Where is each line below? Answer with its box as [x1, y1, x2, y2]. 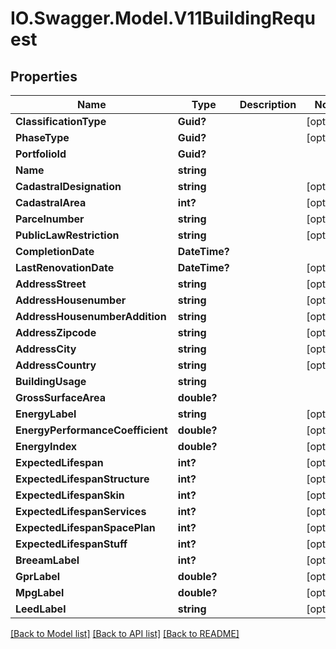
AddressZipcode [15, 326, 97, 339]
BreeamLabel [15, 553, 80, 567]
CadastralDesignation [15, 180, 122, 193]
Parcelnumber [15, 212, 85, 226]
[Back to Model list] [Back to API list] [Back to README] [10, 628, 240, 639]
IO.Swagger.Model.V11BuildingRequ [10, 7, 316, 30]
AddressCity [15, 342, 77, 356]
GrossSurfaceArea [15, 391, 106, 404]
